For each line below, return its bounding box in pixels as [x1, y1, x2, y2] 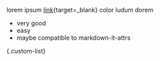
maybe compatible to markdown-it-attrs [16, 34, 131, 42]
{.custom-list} [6, 47, 46, 55]
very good [16, 19, 46, 27]
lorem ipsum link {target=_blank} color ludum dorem [6, 6, 154, 14]
